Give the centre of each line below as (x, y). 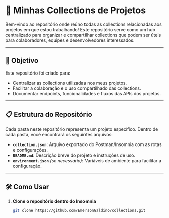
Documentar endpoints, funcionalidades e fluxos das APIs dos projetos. (87, 93)
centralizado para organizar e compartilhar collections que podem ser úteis (83, 35)
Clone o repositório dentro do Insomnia (54, 201)
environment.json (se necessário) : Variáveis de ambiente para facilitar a (87, 160)
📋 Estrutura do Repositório (49, 115)
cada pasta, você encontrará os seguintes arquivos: (59, 134)
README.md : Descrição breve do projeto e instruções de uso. (74, 155)
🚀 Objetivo (22, 61)
